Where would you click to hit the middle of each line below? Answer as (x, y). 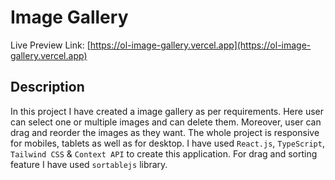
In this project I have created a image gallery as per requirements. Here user (167, 111)
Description (47, 87)
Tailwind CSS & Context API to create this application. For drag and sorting (164, 153)
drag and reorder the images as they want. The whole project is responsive (165, 132)
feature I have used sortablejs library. (89, 164)
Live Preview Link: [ (50, 45)
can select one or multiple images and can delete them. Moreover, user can (166, 122)
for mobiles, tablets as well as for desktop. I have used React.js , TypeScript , (167, 143)
